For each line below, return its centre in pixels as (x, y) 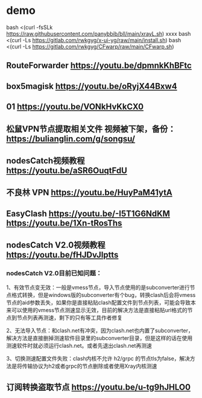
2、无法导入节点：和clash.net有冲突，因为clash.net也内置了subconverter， (100, 331)
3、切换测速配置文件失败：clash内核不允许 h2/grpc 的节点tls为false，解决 (98, 359)
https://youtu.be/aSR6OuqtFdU (67, 170)
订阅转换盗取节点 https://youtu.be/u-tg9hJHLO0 (99, 387)
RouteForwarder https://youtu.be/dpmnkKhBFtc (99, 66)
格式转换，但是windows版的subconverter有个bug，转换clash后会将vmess (103, 295)
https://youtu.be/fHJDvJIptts (62, 255)
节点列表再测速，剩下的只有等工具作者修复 (69, 318)
